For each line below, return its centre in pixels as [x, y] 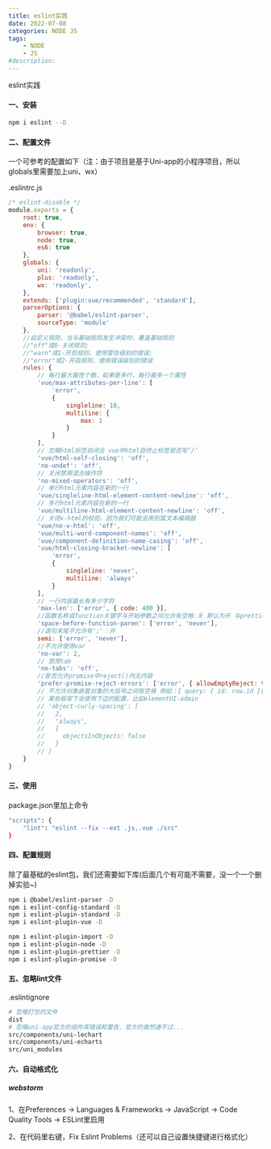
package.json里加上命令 [48, 805]
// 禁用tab [54, 661]
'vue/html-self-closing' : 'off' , [94, 458]
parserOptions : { [52, 308]
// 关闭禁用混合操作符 [70, 473]
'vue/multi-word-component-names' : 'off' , [110, 533]
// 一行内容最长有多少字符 [76, 601]
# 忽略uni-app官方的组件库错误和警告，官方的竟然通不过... [96, 1027]
